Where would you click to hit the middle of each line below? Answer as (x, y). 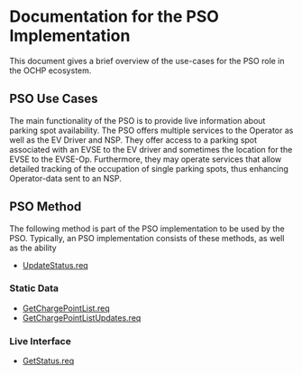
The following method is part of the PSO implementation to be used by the (147, 229)
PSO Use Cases (54, 99)
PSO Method (46, 206)
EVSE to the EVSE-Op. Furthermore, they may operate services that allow (146, 159)
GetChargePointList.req (66, 308)
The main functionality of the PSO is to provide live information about (137, 120)
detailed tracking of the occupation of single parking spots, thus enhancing (149, 168)
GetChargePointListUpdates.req (82, 317)
